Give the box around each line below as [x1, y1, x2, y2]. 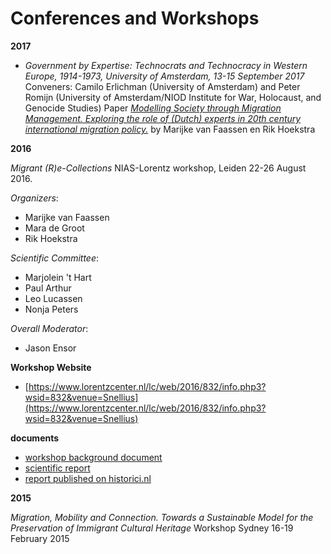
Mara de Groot [24, 222, 85, 234]
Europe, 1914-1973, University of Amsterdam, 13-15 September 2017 [24, 70, 305, 82]
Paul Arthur [24, 282, 72, 294]
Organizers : [10, 192, 59, 204]
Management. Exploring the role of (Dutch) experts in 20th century [24, 112, 302, 124]
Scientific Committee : [10, 252, 100, 264]
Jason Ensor [24, 342, 77, 354]
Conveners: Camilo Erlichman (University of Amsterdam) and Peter [24, 80, 301, 92]
